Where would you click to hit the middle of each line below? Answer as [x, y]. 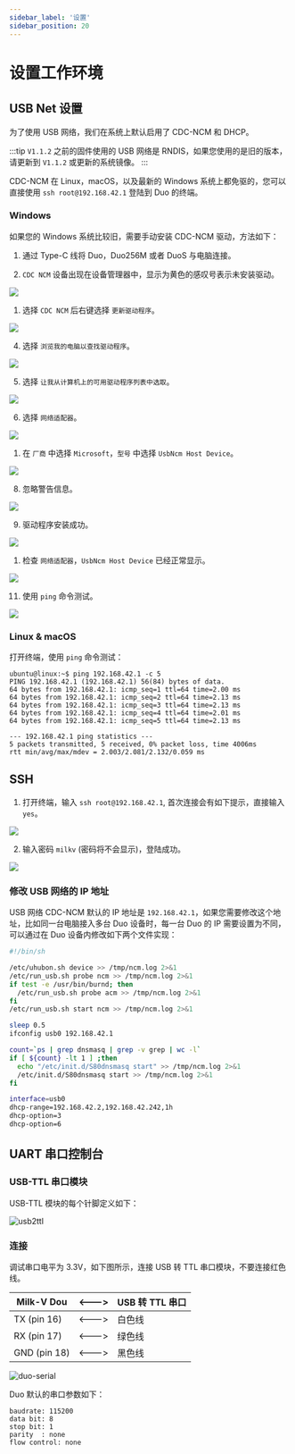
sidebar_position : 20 [49, 26]
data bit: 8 [31, 1419]
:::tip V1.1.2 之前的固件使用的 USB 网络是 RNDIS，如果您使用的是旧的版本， [148, 151]
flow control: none [45, 1442]
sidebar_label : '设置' [50, 17]
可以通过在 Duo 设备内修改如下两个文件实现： [93, 935]
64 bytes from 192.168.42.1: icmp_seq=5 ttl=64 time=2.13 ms [125, 721]
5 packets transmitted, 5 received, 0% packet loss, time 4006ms [133, 744]
